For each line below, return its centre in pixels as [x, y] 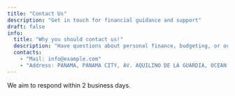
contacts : [28, 53]
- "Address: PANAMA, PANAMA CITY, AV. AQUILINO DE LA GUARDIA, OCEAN [123, 65]
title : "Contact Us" [37, 14]
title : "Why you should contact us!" [69, 40]
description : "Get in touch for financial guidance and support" [104, 20]
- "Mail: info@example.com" [60, 59]
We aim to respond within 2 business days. [69, 85]
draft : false [26, 26]
